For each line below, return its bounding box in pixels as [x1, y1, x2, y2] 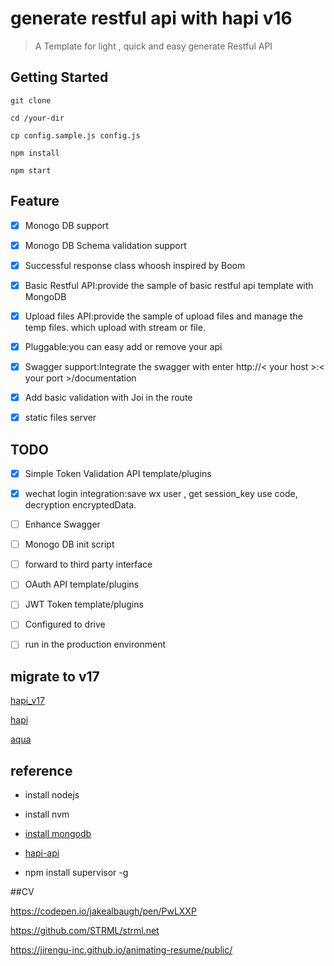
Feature [10, 193, 60, 210]
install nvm [24, 808, 70, 821]
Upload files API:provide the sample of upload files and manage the [24, 310, 303, 322]
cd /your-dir [10, 113, 65, 123]
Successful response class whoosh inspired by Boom [24, 259, 246, 271]
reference [10, 762, 73, 779]
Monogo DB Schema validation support [24, 239, 187, 251]
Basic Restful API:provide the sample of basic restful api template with [24, 279, 314, 291]
